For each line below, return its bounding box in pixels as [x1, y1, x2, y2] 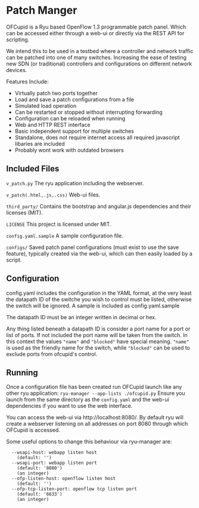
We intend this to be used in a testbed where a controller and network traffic [6, 47, 194, 54]
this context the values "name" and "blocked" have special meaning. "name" [6, 338, 189, 345]
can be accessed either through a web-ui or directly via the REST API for [6, 29, 185, 36]
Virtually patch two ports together [14, 89, 98, 96]
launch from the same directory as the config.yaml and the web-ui [6, 396, 170, 403]
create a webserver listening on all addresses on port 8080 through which [6, 420, 188, 428]
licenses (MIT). [6, 209, 43, 216]
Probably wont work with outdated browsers [14, 147, 124, 154]
